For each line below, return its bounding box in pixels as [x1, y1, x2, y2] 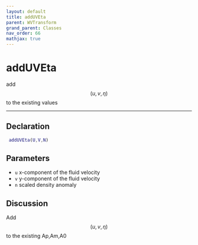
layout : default [6, 8, 46, 15]
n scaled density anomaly [14, 182, 77, 189]
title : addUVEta [6, 14, 46, 20]
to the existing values [6, 99, 58, 106]
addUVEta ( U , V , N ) [8, 137, 49, 143]
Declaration [6, 122, 50, 132]
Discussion [6, 198, 48, 209]
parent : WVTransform [6, 19, 57, 25]
